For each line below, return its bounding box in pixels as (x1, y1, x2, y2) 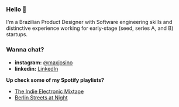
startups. (6, 31, 28, 38)
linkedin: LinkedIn (14, 65, 58, 72)
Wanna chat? (6, 46, 44, 54)
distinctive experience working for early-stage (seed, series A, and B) (6, 25, 174, 32)
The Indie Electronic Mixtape (14, 88, 84, 95)
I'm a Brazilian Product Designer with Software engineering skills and (6, 19, 173, 26)
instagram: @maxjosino (14, 58, 73, 66)
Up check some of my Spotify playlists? (6, 76, 104, 84)
